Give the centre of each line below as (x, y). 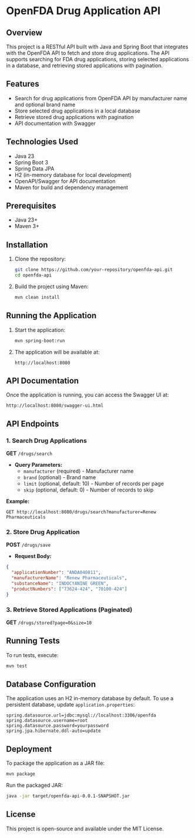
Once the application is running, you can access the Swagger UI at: (88, 395)
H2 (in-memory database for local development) (73, 174)
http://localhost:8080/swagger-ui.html (55, 406)
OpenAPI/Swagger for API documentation (65, 181)
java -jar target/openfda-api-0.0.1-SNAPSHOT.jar (68, 796)
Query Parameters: (38, 465)
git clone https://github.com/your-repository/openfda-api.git (94, 270)
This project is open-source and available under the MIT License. (85, 829)
